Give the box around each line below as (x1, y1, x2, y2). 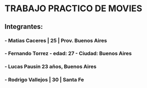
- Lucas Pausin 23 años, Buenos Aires (4, 63, 97, 70)
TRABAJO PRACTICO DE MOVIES (4, 3, 143, 14)
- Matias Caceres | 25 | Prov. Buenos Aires (4, 37, 107, 44)
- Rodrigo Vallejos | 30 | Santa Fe (4, 76, 84, 83)
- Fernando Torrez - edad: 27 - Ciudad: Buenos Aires (4, 50, 132, 57)
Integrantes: (4, 22, 43, 31)
